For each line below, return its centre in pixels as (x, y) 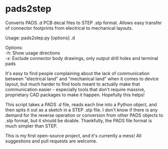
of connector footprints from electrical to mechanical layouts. (69, 28)
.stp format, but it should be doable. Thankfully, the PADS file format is (79, 120)
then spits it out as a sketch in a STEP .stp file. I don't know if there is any (81, 110)
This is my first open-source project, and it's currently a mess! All (73, 135)
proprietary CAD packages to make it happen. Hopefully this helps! (75, 95)
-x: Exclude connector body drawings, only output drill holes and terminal (82, 58)
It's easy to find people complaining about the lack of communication (77, 73)
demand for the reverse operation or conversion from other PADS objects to (84, 115)
